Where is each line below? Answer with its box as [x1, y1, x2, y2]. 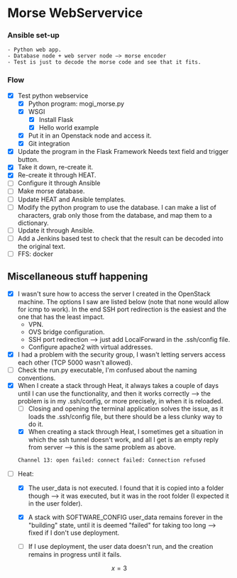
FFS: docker [17, 250, 54, 258]
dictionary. [17, 218, 50, 227]
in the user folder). [28, 499, 83, 508]
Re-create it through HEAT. [17, 171, 97, 179]
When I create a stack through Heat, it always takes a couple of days [17, 381, 219, 389]
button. [17, 155, 39, 164]
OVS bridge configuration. [28, 328, 105, 336]
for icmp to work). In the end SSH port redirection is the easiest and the [17, 305, 227, 313]
